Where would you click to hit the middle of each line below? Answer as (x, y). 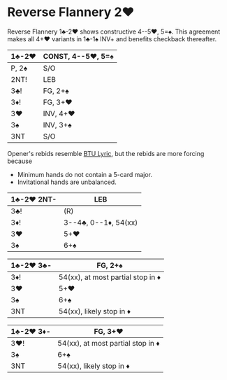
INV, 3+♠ (57, 125)
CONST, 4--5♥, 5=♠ (78, 56)
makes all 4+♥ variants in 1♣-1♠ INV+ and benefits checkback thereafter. (112, 38)
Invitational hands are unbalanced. (67, 182)
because (20, 161)
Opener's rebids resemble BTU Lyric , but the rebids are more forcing (106, 153)
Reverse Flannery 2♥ (71, 12)
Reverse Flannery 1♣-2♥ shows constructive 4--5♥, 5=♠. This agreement (114, 31)
